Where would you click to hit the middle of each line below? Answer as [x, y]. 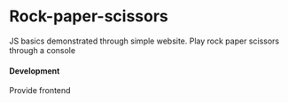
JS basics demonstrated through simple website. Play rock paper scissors [144, 41]
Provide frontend [40, 91]
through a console [43, 50]
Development [35, 71]
